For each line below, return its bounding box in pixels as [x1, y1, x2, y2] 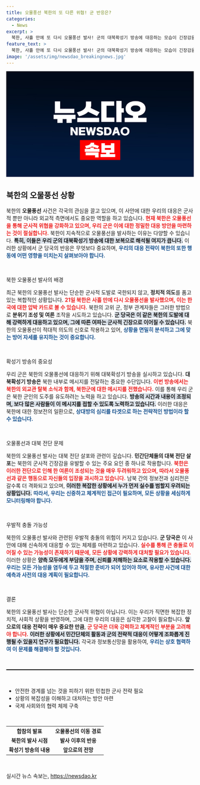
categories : [6, 16, 36, 22]
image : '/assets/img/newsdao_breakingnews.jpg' [6, 54, 127, 60]
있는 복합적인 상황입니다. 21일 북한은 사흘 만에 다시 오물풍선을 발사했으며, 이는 [6, 296, 186, 304]
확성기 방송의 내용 [8, 746, 51, 753]
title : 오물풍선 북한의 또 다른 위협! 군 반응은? [6, 10, 112, 16]
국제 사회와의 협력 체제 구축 [14, 702, 79, 710]
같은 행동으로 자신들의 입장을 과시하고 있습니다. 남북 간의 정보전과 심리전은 [17, 475, 189, 482]
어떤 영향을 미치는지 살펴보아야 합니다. [17, 252, 105, 259]
